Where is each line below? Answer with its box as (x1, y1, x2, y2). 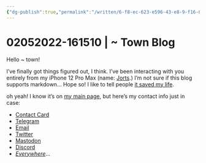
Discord (15, 143, 36, 151)
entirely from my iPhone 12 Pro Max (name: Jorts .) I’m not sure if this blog (6, 74, 193, 81)
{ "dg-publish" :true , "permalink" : (6, 9, 92, 15)
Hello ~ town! (6, 56, 40, 63)
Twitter (15, 130, 34, 138)
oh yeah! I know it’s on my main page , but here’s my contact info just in (6, 93, 185, 100)
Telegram (15, 117, 40, 124)
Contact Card (15, 111, 50, 118)
